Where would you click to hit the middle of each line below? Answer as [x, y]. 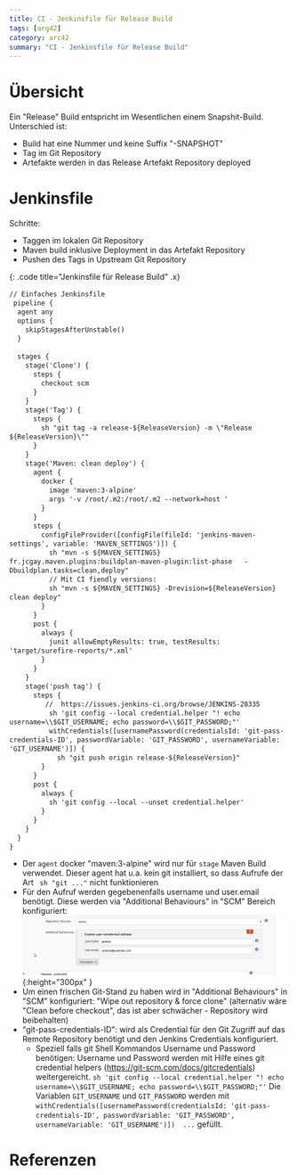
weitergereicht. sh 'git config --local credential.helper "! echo [160, 1076]
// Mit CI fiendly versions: [103, 579]
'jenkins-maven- [226, 535]
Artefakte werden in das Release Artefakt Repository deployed [136, 163]
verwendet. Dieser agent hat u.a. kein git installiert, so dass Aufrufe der [153, 873]
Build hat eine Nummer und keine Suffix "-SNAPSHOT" [123, 144]
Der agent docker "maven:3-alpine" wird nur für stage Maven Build [144, 864]
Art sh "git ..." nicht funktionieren [90, 883]
